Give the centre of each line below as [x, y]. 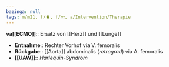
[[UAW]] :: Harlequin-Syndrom [51, 58]
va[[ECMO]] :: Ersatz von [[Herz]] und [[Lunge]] [64, 33]
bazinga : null [24, 11]
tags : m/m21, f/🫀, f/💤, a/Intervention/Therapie [69, 17]
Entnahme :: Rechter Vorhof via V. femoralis [67, 45]
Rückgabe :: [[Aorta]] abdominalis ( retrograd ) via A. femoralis [89, 51]
